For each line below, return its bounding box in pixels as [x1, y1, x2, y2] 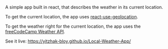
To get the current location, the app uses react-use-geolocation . [5, 14, 138, 19]
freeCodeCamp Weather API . [5, 29, 65, 34]
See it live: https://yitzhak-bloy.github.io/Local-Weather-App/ [5, 38, 131, 44]
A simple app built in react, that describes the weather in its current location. [5, 4, 163, 10]
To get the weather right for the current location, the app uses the [5, 23, 141, 29]
